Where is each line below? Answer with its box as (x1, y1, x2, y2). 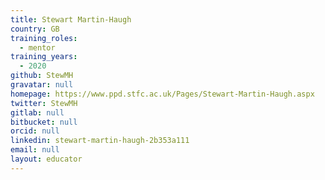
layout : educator (10, 154, 83, 164)
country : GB (10, 24, 60, 34)
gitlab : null (10, 107, 65, 118)
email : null (10, 145, 60, 155)
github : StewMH (10, 71, 74, 81)
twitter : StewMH (10, 98, 78, 108)
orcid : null (10, 126, 60, 136)
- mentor (19, 42, 56, 53)
